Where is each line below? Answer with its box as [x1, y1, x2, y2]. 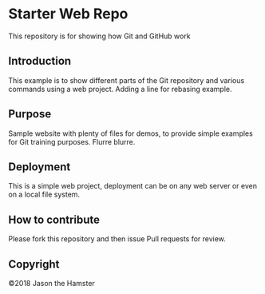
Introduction [8, 54, 72, 68]
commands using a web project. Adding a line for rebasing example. [8, 84, 233, 93]
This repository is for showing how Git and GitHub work [8, 31, 191, 41]
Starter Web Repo [8, 5, 129, 23]
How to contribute [8, 213, 101, 226]
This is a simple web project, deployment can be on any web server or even [8, 181, 258, 191]
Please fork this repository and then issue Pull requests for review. [8, 234, 226, 244]
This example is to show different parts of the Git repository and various [8, 75, 245, 85]
